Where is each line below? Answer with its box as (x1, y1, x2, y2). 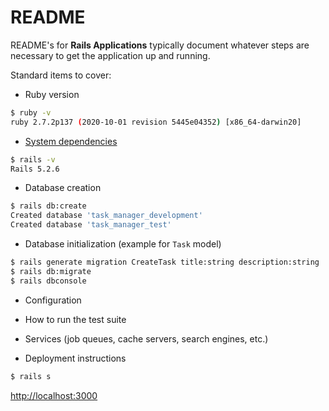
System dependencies (24, 135, 118, 147)
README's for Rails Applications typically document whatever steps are (10, 39, 310, 51)
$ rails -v (10, 154, 56, 165)
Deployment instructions (24, 352, 127, 364)
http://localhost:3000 (10, 389, 98, 401)
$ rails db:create (10, 201, 87, 211)
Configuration (24, 294, 82, 306)
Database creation (24, 182, 102, 194)
